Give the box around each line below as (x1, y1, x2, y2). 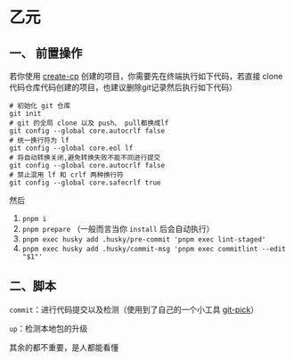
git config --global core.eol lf (9, 144, 134, 152)
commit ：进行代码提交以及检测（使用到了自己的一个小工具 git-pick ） (9, 304, 259, 315)
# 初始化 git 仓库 (9, 102, 71, 111)
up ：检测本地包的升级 (9, 323, 88, 333)
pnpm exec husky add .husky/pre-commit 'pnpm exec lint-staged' (21, 235, 266, 244)
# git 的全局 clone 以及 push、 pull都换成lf (9, 119, 169, 127)
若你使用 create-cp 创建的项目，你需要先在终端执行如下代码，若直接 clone (9, 71, 283, 81)
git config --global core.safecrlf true (9, 178, 162, 187)
